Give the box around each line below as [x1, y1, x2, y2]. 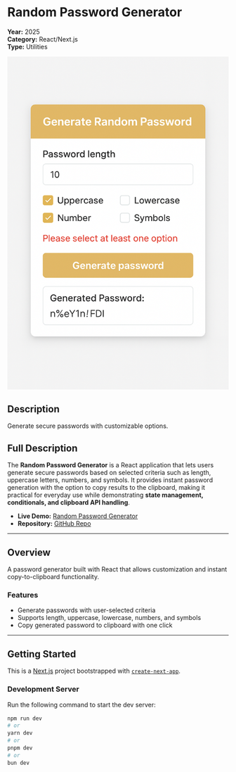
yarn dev [7, 730, 33, 737]
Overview [7, 546, 51, 558]
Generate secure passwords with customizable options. [7, 422, 169, 430]
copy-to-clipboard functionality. [7, 573, 100, 581]
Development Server [7, 684, 79, 694]
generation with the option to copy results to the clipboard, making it [7, 483, 206, 492]
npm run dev [7, 715, 42, 722]
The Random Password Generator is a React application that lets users [7, 461, 214, 469]
